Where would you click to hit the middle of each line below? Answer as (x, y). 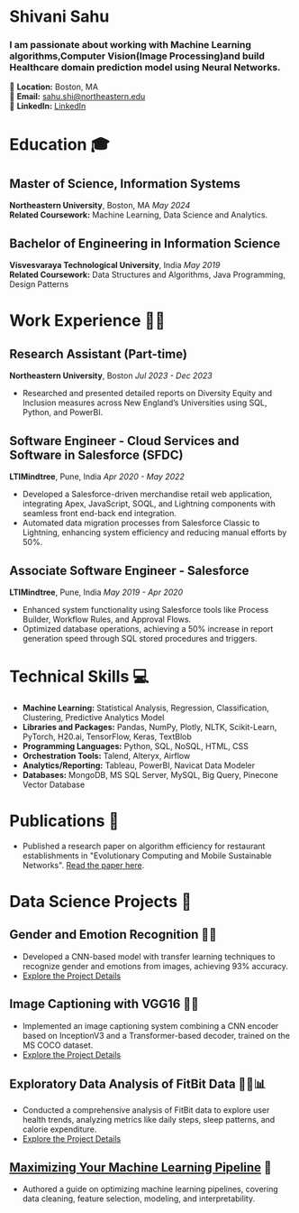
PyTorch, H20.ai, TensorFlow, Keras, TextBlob (107, 736)
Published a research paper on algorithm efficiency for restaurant (144, 846)
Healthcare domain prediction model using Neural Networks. (145, 68)
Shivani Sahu (59, 17)
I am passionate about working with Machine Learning (131, 45)
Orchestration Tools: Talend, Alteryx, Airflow (106, 755)
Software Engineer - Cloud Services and (124, 441)
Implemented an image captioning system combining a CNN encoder (150, 1025)
